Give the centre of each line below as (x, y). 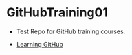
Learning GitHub (40, 44)
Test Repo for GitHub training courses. (71, 31)
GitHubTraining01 (57, 13)
